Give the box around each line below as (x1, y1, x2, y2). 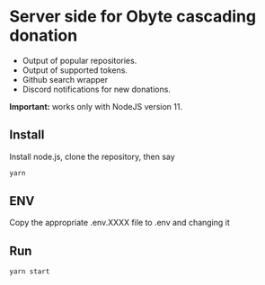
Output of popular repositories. (22, 55, 137, 66)
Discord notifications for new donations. (22, 84, 171, 94)
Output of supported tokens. (22, 65, 128, 76)
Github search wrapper (22, 74, 109, 85)
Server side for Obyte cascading (9, 6, 257, 27)
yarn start (9, 267, 50, 276)
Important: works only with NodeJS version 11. (9, 101, 182, 111)
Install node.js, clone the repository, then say (9, 151, 175, 162)
